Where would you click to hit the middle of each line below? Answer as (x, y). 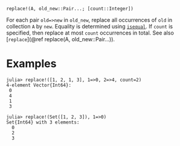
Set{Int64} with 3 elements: (43, 122)
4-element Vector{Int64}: (39, 85)
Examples (31, 64)
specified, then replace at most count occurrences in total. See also (90, 33)
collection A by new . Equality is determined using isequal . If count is (90, 26)
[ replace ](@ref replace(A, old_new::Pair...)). (61, 39)
